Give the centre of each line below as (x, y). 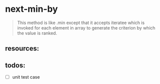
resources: (22, 48)
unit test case (26, 77)
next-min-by (32, 9)
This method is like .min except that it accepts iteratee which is (81, 23)
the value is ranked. (37, 33)
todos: (15, 65)
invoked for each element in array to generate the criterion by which (86, 28)
